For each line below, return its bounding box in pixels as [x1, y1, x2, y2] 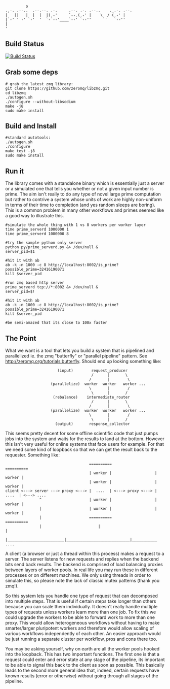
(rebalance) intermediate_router [53, 395, 130, 400]
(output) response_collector [55, 421, 130, 426]
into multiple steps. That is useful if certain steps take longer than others [5, 598, 156, 604]
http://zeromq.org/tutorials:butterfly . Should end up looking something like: [5, 358, 161, 365]
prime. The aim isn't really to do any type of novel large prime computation [5, 191, 161, 197]
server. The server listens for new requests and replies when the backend [5, 556, 159, 562]
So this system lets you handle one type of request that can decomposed [5, 593, 158, 599]
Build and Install [5, 122, 57, 130]
